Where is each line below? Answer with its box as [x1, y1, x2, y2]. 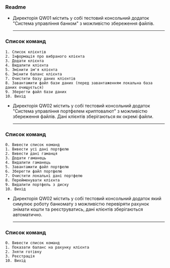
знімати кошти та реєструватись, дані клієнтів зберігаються [12, 206, 143, 212]
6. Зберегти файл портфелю [5, 169, 62, 174]
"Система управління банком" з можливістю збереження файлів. [12, 20, 154, 26]
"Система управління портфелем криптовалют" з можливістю [12, 108, 148, 114]
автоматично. [12, 211, 42, 217]
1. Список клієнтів [5, 49, 47, 54]
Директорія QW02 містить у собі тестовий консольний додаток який [12, 195, 162, 201]
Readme [5, 4, 26, 11]
